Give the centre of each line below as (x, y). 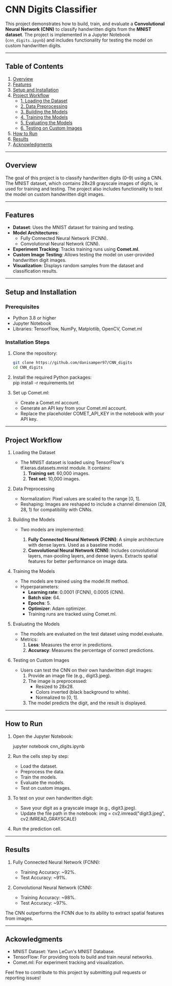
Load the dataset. (39, 766)
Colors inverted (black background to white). (83, 692)
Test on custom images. (46, 788)
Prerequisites (22, 307)
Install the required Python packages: (52, 377)
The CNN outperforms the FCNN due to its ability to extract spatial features (85, 913)
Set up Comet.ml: (31, 393)
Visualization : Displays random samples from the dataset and (78, 266)
